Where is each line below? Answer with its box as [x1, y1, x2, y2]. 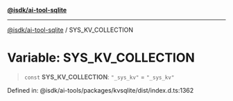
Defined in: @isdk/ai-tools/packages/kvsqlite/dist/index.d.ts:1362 [7, 86, 194, 94]
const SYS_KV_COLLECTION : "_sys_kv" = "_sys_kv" [24, 73, 175, 81]
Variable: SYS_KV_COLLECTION [7, 50, 196, 66]
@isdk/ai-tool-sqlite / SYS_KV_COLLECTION [7, 26, 134, 34]
